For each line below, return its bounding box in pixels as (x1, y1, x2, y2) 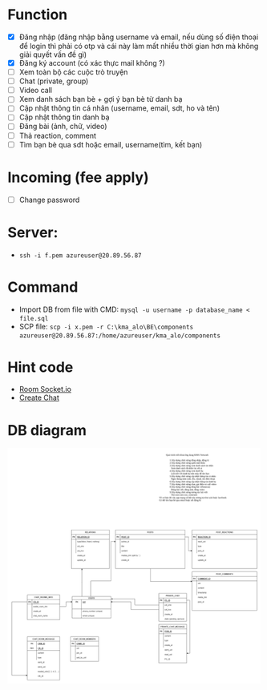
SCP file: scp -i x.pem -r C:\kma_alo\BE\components (18, 321, 194, 331)
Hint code (7, 358, 74, 376)
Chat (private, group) (18, 76, 89, 86)
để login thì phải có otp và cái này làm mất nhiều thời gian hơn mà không (18, 42, 259, 50)
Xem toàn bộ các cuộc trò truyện (18, 67, 128, 77)
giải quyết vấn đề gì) (18, 50, 87, 59)
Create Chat (18, 393, 59, 402)
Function (7, 6, 68, 24)
